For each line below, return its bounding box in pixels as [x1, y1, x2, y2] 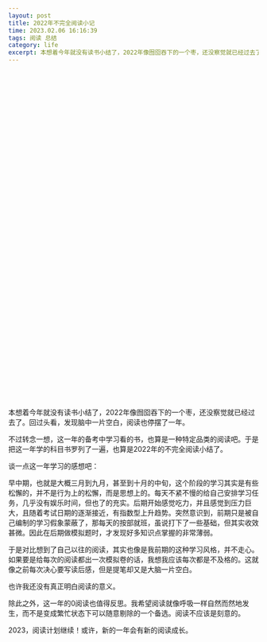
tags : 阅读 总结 [8, 33, 57, 42]
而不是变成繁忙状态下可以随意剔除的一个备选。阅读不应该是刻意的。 [21, 609, 245, 617]
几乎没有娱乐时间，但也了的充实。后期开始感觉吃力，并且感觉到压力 [21, 498, 245, 508]
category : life [8, 41, 59, 49]
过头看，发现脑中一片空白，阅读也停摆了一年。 [35, 418, 189, 426]
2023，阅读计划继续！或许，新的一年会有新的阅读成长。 [8, 625, 193, 635]
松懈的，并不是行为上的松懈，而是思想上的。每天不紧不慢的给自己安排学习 [8, 488, 252, 497]
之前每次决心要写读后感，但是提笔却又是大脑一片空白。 [14, 565, 196, 574]
